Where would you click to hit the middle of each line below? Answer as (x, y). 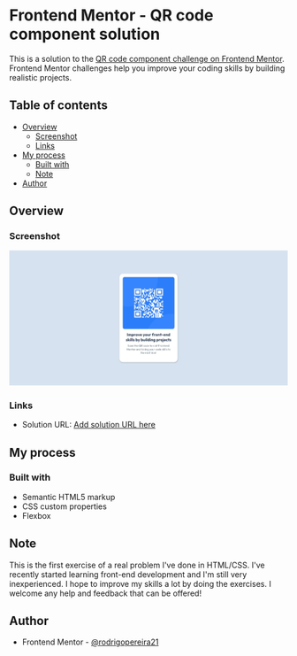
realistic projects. (41, 77)
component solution (85, 34)
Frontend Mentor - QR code (111, 15)
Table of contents (58, 106)
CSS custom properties (65, 506)
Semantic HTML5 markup (69, 497)
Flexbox (36, 515)
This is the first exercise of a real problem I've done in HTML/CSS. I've (137, 565)
